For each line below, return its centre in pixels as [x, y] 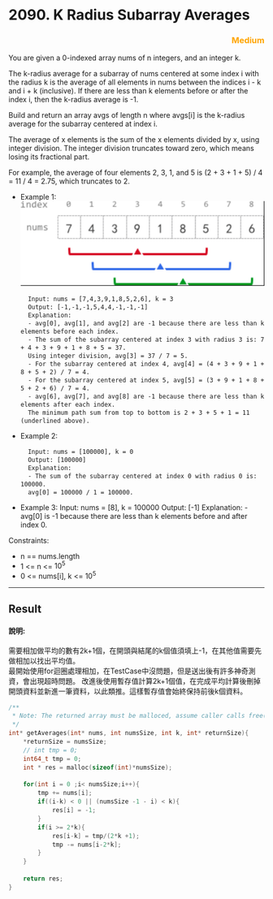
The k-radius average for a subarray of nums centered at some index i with [134, 74]
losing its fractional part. [49, 157]
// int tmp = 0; [51, 750]
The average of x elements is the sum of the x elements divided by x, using [134, 140]
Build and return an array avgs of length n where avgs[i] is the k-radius [127, 115]
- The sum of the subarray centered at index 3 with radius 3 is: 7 [146, 339]
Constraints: [29, 540]
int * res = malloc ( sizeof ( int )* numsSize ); [98, 767]
